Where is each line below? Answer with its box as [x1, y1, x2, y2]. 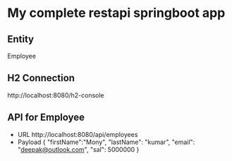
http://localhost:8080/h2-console [7, 90, 104, 100]
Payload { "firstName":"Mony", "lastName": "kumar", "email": [17, 138, 195, 146]
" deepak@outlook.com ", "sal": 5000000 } [17, 145, 140, 153]
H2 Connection [7, 72, 75, 84]
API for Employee [7, 112, 85, 124]
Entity [7, 33, 35, 45]
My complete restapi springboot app [7, 5, 226, 21]
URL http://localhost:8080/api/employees [17, 130, 138, 138]
